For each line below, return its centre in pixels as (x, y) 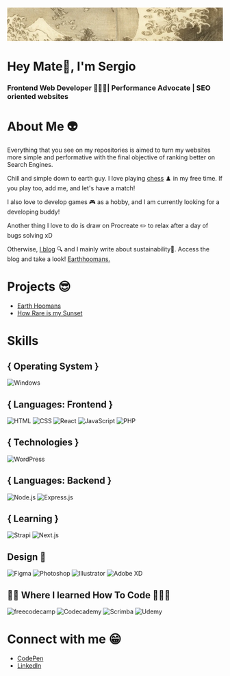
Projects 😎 (39, 287)
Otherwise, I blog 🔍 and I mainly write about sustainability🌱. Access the (108, 249)
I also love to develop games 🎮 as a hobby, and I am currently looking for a (114, 202)
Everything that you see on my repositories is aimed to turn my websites (109, 150)
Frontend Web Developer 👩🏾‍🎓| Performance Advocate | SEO (109, 88)
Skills (23, 341)
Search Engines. (30, 165)
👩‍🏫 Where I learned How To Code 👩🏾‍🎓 (89, 595)
